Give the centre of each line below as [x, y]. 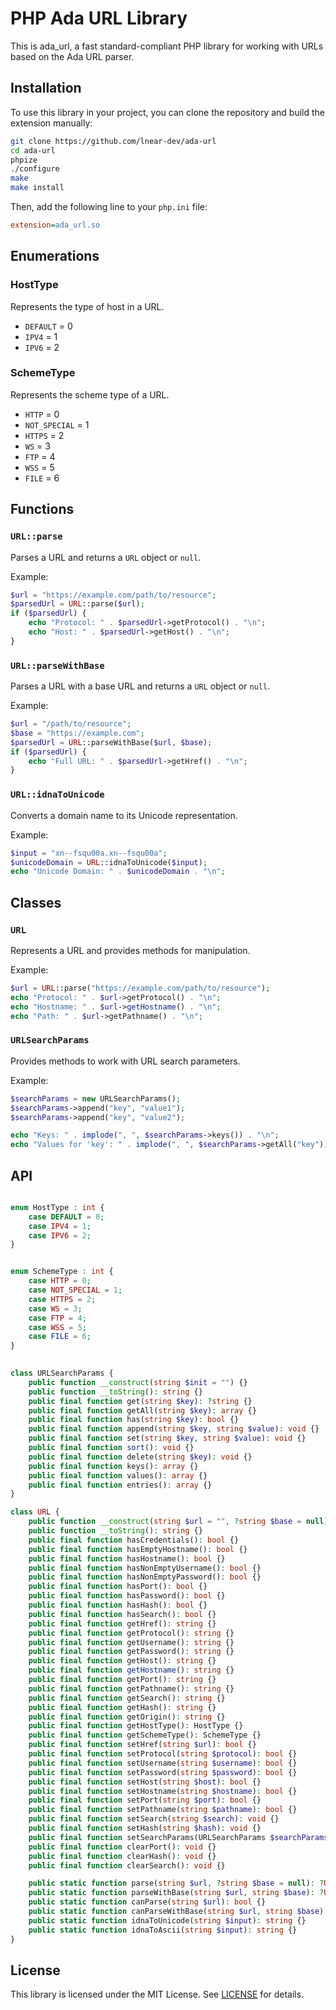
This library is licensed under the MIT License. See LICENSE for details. [157, 1994]
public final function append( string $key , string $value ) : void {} [174, 1429]
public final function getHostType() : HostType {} [136, 1726]
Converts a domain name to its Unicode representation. [124, 815]
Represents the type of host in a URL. [87, 306]
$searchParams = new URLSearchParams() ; [96, 1098]
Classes [36, 902]
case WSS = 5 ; [57, 1327]
